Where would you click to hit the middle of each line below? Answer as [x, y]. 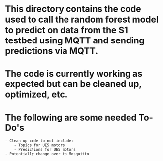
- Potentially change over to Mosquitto [47, 154]
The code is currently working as [74, 74]
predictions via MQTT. [52, 51]
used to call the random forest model [82, 20]
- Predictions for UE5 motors [45, 150]
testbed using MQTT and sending [75, 41]
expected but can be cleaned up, [73, 84]
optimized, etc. [36, 95]
